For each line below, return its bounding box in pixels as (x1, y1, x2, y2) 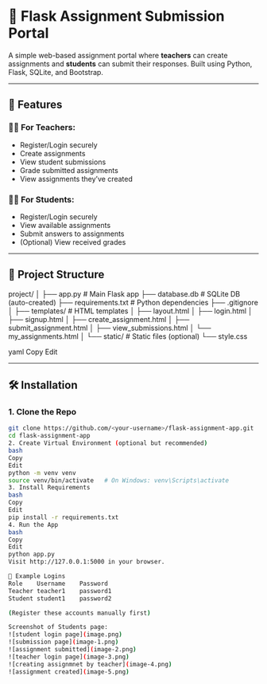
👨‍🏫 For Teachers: (8, 122, 75, 133)
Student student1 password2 (8, 594, 112, 603)
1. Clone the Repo (8, 407, 77, 418)
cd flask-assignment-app (8, 432, 91, 440)
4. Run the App (8, 521, 59, 529)
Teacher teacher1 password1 (8, 587, 112, 595)
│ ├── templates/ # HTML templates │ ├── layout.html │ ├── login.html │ (8, 306, 253, 316)
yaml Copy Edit (8, 347, 58, 356)
